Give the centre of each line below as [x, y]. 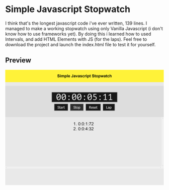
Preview [18, 61]
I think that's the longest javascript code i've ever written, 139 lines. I [76, 23]
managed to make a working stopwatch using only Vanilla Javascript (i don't [84, 28]
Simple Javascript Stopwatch [68, 9]
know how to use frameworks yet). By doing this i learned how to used [78, 34]
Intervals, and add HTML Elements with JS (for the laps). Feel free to [76, 39]
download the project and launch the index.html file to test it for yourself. [80, 44]
